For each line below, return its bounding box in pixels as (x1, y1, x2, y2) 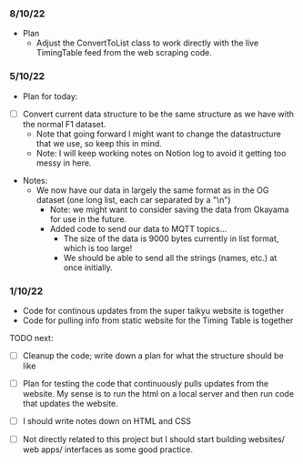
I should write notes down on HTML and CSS (22, 416, 191, 427)
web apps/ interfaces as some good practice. (22, 444, 194, 455)
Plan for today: (22, 90, 78, 102)
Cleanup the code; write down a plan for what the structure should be (22, 349, 284, 361)
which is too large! (63, 242, 133, 253)
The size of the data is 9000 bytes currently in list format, (63, 233, 279, 244)
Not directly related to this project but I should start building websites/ (22, 434, 285, 445)
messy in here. (35, 157, 92, 168)
